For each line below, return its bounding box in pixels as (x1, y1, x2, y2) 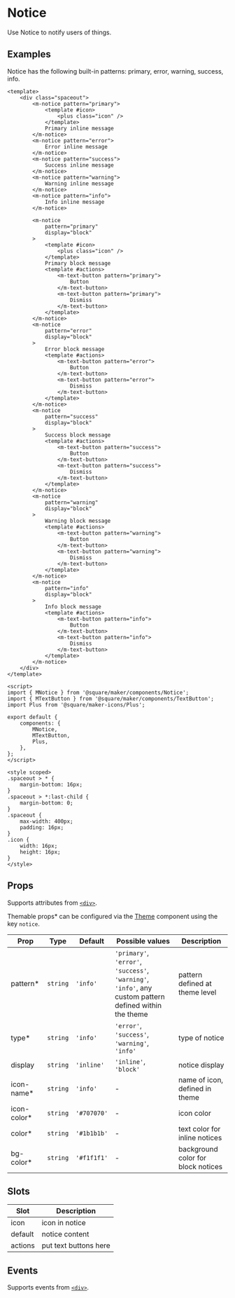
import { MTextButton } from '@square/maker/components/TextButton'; (7, 695, 215, 702)
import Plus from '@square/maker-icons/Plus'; (7, 701, 145, 709)
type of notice (178, 1032, 225, 1042)
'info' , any (114, 983, 152, 992)
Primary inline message (44, 125, 114, 132)
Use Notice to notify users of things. (7, 28, 112, 36)
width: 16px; (20, 842, 58, 849)
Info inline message (44, 198, 105, 205)
